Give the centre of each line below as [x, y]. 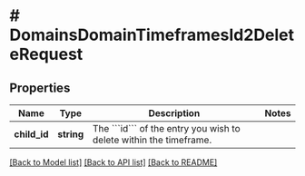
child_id [31, 134]
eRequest [46, 54]
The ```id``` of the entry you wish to [166, 128]
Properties [40, 88]
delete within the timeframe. [152, 140]
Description [174, 113]
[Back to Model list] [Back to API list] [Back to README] [113, 162]
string [71, 134]
